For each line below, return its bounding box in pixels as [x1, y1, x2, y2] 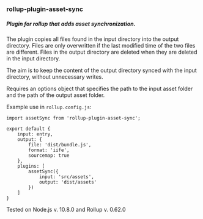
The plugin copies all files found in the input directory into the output [6, 35, 179, 43]
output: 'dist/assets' [39, 179, 97, 185]
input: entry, [17, 131, 53, 137]
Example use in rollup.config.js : [6, 103, 92, 110]
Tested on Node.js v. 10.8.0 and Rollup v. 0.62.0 [6, 206, 127, 213]
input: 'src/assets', [39, 173, 95, 180]
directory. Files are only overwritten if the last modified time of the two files [6, 41, 196, 49]
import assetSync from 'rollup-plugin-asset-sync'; [6, 115, 141, 121]
